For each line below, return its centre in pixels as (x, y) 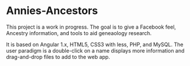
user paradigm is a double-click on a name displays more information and (95, 50)
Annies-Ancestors (52, 11)
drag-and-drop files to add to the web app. (58, 57)
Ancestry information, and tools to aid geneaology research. (79, 33)
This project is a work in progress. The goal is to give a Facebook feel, (91, 27)
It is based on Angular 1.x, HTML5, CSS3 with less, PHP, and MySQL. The (95, 44)
